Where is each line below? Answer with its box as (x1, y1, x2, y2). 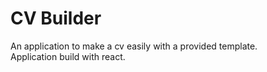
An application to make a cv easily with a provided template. (10, 40, 258, 52)
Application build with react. (10, 50, 126, 62)
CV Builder (10, 7, 102, 30)
